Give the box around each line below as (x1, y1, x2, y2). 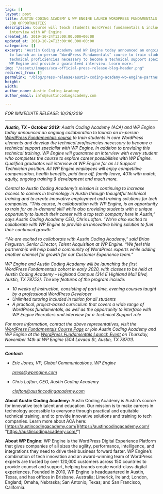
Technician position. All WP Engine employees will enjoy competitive (5, 166, 142, 171)
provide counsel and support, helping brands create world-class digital (5, 464, 147, 470)
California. (5, 484, 26, 491)
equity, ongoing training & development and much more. (5, 176, 118, 182)
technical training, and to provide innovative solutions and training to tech (5, 413, 152, 419)
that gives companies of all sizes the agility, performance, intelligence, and (5, 443, 154, 449)
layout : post (5, 12, 32, 17)
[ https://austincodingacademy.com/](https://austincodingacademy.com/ (5, 424, 149, 429)
